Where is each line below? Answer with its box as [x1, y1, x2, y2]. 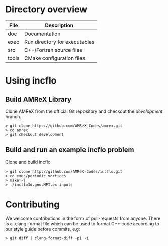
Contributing [5, 199, 60, 210]
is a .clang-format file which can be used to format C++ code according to [5, 220, 159, 227]
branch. [5, 113, 22, 119]
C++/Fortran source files [24, 46, 82, 53]
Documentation [24, 30, 61, 37]
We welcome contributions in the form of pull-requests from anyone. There [5, 215, 161, 221]
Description [45, 22, 74, 29]
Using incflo [5, 75, 57, 87]
